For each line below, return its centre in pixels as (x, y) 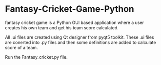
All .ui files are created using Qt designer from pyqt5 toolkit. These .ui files (80, 37)
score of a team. (21, 47)
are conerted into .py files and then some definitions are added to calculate (80, 42)
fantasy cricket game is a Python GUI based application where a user (74, 22)
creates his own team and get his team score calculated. (62, 27)
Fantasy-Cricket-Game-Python (70, 9)
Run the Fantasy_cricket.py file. (36, 57)
